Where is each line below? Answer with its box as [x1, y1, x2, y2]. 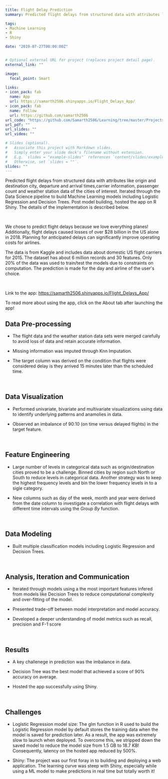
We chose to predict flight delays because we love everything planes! [5, 224, 148, 230]
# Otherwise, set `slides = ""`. [5, 159, 79, 164]
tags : [5, 21, 16, 26]
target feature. [12, 426, 42, 432]
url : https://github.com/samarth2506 [9, 113, 88, 118]
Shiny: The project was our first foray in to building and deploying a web [12, 757, 161, 763]
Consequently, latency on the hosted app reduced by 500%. [12, 747, 137, 753]
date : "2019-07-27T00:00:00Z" [5, 44, 68, 49]
